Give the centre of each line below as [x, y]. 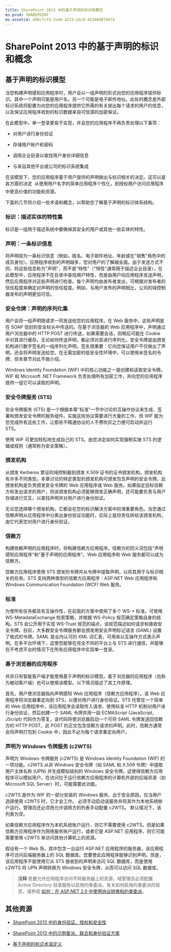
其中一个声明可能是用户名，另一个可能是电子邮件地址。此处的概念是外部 [90, 99]
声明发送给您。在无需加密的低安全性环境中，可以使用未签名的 [92, 353]
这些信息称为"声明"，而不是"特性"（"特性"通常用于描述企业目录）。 [89, 268]
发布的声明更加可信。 [32, 294]
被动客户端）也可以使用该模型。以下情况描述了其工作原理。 [72, 683]
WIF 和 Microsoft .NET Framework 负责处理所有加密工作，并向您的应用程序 [84, 376]
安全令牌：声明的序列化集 [37, 308]
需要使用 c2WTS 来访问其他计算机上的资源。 [52, 838]
